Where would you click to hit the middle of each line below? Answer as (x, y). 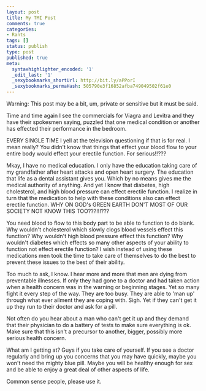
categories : (21, 29)
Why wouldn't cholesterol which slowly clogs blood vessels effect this (95, 230)
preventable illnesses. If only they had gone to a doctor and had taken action (103, 281)
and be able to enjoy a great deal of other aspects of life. (78, 370)
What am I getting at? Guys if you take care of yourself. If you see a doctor (100, 350)
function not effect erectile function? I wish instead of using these (90, 249)
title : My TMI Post (31, 18)
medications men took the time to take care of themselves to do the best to (101, 256)
